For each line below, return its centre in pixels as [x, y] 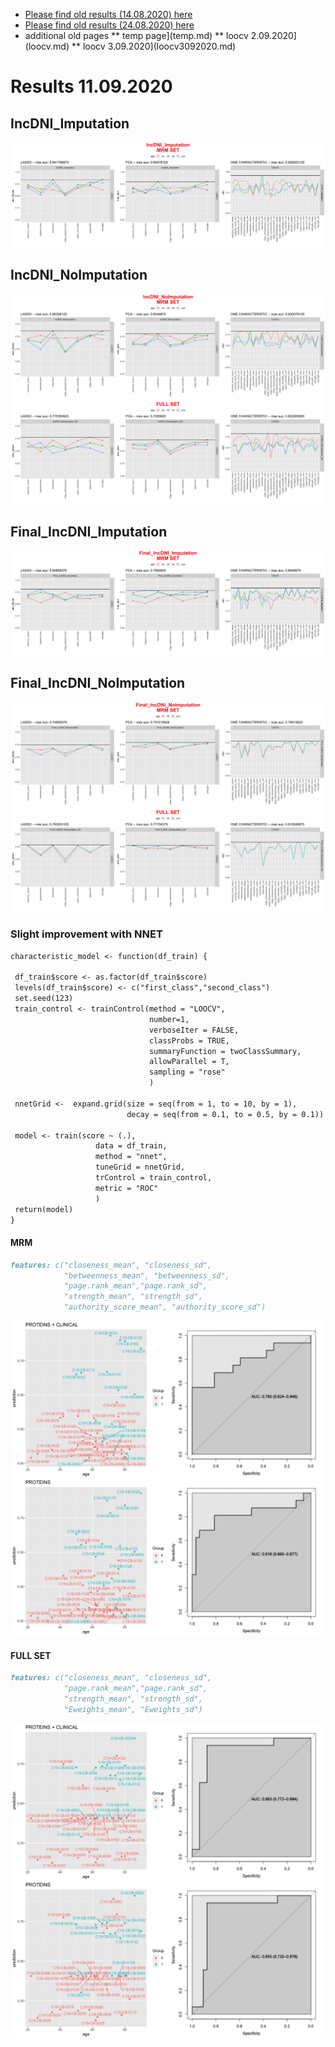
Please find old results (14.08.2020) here [108, 14]
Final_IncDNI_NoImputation [98, 683]
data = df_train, [131, 1146]
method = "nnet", [131, 1157]
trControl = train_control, [154, 1178]
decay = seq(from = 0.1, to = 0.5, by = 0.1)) [225, 1114]
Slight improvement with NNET [86, 934]
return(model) [44, 1209]
